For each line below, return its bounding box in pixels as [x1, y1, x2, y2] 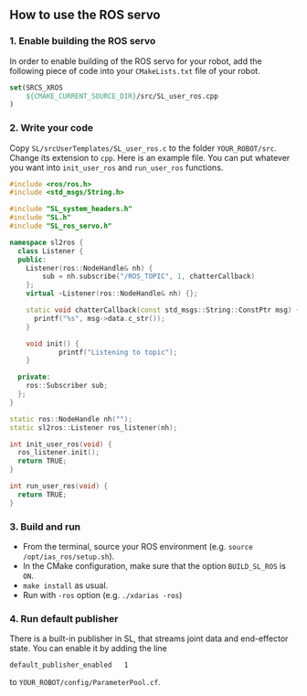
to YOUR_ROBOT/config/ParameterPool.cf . [9, 677, 162, 688]
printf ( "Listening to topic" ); [58, 348, 178, 357]
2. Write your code [9, 122, 94, 134]
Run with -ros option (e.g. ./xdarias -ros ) [22, 590, 183, 601]
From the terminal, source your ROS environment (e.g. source [22, 541, 253, 552]
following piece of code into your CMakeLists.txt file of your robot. [9, 65, 260, 76]
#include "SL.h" [9, 213, 71, 222]
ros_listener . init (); [17, 448, 101, 457]
